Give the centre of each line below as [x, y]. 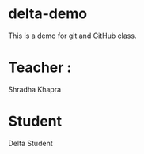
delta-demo [48, 14]
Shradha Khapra [35, 89]
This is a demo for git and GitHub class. [72, 36]
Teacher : [40, 68]
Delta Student [30, 143]
